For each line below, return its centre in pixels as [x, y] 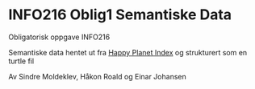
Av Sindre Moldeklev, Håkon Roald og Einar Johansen [98, 76]
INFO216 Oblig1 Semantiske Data [120, 15]
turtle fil [21, 61]
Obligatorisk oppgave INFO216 [59, 37]
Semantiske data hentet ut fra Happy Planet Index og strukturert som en [128, 52]
